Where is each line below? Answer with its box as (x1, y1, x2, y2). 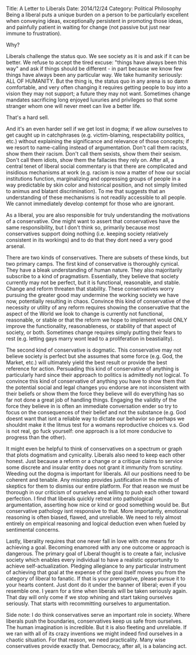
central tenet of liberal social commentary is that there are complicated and (6, 163, 187, 170)
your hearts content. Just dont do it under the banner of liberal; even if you (6, 581, 187, 588)
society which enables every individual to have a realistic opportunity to (6, 556, 179, 563)
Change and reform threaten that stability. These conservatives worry (6, 285, 174, 292)
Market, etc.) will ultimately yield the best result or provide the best (6, 359, 167, 366)
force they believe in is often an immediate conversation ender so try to (6, 403, 178, 410)
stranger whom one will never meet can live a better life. (6, 103, 142, 109)
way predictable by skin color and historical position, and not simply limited (6, 181, 187, 188)
